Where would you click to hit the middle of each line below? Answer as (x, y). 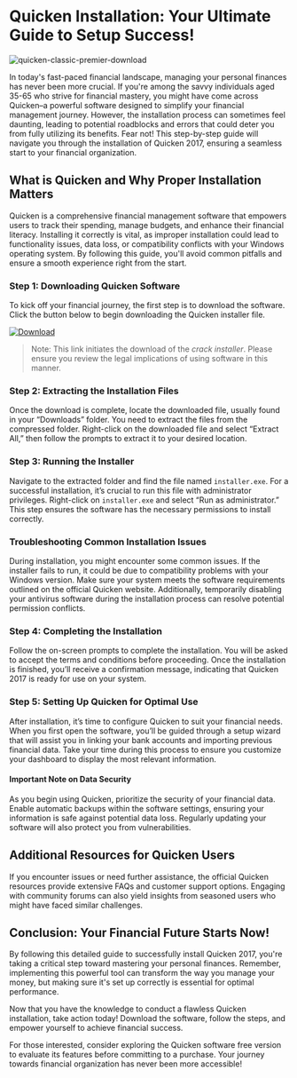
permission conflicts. (47, 608)
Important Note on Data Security (70, 780)
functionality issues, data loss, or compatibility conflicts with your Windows (147, 244)
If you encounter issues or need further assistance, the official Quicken (139, 876)
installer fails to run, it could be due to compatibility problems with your (139, 570)
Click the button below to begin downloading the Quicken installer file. (137, 315)
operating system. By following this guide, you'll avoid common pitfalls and (145, 253)
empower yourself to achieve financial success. (96, 1028)
